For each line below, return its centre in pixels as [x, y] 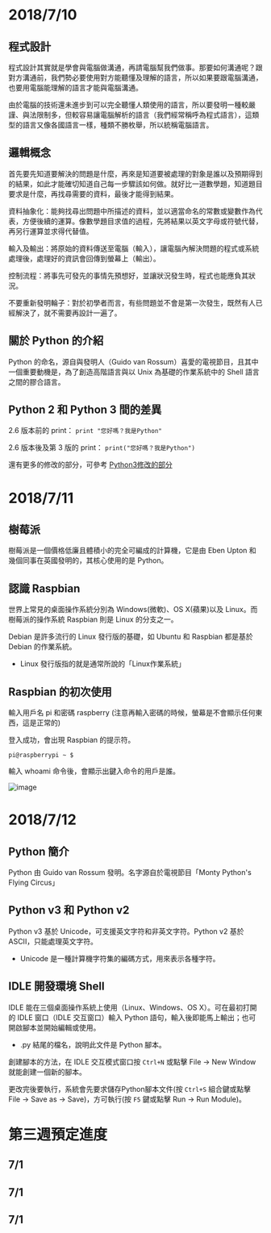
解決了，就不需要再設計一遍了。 [68, 313]
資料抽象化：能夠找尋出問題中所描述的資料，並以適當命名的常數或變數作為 [132, 210]
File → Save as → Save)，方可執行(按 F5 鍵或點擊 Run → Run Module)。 [127, 1099]
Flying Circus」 [34, 883]
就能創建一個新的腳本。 [47, 1072]
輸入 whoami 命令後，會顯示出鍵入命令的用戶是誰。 [94, 771]
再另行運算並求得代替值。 [51, 231]
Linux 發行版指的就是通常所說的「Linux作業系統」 [102, 664]
